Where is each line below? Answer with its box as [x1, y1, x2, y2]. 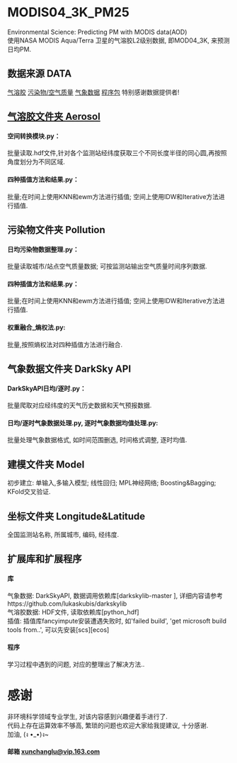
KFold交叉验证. [7, 487, 51, 496]
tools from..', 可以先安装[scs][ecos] [7, 625, 110, 634]
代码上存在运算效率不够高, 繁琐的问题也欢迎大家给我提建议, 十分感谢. [7, 720, 209, 730]
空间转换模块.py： [7, 132, 61, 140]
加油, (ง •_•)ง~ [7, 730, 50, 738]
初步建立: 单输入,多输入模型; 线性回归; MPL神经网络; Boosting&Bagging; [7, 479, 216, 487]
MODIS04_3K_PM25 [7, 4, 129, 21]
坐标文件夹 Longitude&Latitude [7, 510, 146, 522]
